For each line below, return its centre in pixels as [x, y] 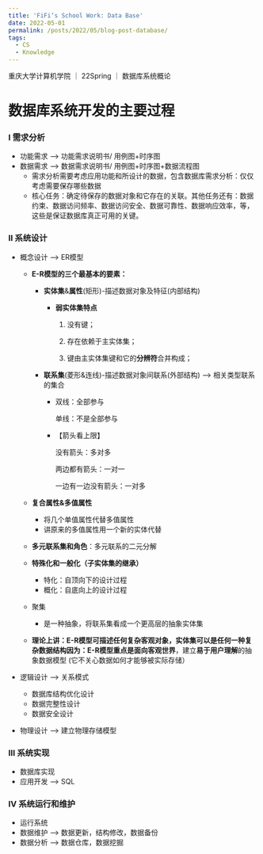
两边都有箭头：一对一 [90, 469]
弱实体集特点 [76, 307]
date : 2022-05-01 [37, 23]
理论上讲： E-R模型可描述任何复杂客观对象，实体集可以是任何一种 [138, 640]
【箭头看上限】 [80, 435]
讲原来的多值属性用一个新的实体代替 [103, 529]
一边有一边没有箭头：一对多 [101, 486]
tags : [17, 38]
